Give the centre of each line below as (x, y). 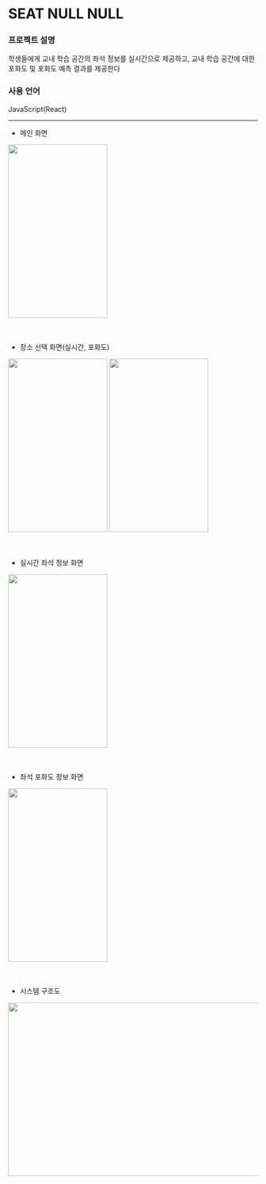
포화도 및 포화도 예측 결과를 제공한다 (64, 69)
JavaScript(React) (38, 109)
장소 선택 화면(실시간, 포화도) (65, 347)
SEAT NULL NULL (66, 14)
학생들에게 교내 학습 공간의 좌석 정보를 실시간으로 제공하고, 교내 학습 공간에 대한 (132, 59)
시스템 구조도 (40, 990)
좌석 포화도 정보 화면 (51, 776)
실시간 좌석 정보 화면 (51, 562)
